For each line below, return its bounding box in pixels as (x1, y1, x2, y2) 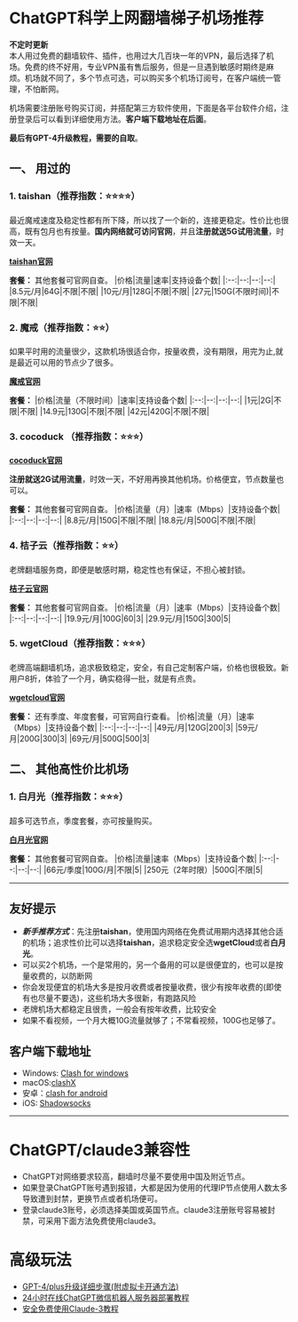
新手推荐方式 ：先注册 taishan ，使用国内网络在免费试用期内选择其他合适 (21, 926, 284, 937)
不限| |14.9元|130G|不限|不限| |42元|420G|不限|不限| (19, 405, 210, 416)
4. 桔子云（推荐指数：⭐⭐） (9, 540, 124, 552)
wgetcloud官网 (9, 692, 66, 702)
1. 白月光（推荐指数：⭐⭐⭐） (9, 790, 129, 803)
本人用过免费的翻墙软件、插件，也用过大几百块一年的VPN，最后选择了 (9, 50, 267, 60)
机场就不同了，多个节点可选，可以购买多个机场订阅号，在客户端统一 (24, 72, 273, 83)
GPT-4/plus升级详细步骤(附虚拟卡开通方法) (21, 1281, 179, 1292)
